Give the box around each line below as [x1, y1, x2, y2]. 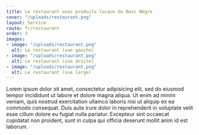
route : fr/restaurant [6, 25, 60, 31]
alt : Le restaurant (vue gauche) [11, 47, 94, 53]
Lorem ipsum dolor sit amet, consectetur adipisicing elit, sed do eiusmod [6, 85, 184, 92]
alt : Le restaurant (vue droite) [11, 58, 94, 64]
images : [6, 36, 26, 42]
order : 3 [6, 31, 28, 37]
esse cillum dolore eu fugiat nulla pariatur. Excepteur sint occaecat [6, 111, 169, 118]
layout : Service [6, 20, 46, 25]
